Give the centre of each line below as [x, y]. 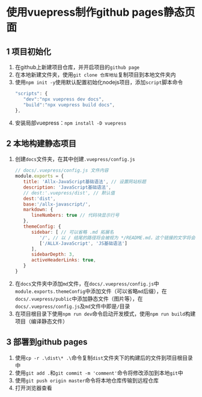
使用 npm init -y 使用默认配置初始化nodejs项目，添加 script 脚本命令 [99, 82]
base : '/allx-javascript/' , [57, 204]
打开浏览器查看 [33, 388]
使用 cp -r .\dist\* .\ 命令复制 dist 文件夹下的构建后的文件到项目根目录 [104, 358]
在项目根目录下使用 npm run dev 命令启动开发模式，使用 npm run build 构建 [105, 313]
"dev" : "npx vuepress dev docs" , [64, 99]
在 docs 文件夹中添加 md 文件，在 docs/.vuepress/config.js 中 [87, 283]
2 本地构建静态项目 [41, 143]
